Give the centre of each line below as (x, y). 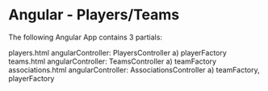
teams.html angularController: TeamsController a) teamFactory (112, 61)
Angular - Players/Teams (94, 15)
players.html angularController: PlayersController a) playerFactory (118, 52)
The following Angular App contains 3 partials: (86, 37)
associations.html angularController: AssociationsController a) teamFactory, (134, 69)
